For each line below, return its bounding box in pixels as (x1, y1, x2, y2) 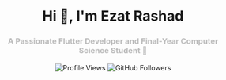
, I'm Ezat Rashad (68, 7, 184, 25)
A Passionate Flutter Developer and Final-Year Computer (7, 36, 219, 47)
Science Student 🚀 (78, 45, 148, 56)
